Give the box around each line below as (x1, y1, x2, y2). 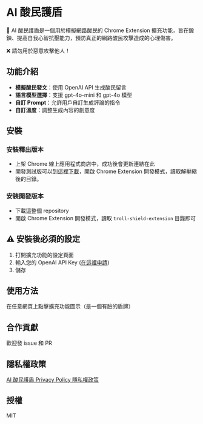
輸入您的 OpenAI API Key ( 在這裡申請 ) (15, 258, 110, 266)
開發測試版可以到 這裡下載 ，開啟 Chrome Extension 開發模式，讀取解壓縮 (15, 168, 197, 175)
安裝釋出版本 (6, 146, 44, 154)
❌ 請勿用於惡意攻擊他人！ (6, 47, 71, 54)
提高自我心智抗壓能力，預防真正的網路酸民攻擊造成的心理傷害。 (16, 34, 176, 41)
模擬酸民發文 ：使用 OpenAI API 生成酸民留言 (15, 83, 127, 91)
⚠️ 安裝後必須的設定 (6, 234, 81, 244)
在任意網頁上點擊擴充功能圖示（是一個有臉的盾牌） (6, 303, 134, 310)
